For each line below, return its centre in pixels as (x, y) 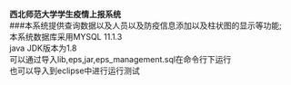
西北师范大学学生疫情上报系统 (65, 14)
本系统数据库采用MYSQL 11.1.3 (66, 37)
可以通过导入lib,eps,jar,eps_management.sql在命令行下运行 (120, 59)
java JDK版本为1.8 (43, 48)
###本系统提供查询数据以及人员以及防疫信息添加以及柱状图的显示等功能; (145, 25)
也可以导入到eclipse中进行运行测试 (75, 71)
